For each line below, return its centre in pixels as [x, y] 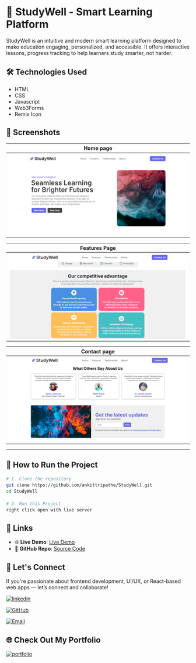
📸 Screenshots [33, 133]
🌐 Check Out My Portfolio [53, 640]
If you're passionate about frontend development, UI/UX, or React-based [94, 581]
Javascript [27, 101]
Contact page [98, 351]
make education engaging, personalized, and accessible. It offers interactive [98, 47]
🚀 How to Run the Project [52, 465]
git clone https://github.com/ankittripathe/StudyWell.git [79, 485]
